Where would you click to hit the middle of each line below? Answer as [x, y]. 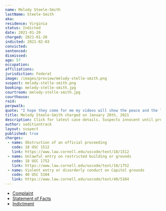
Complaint [23, 193]
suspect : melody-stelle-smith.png [41, 83]
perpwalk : [15, 106]
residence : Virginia [26, 23]
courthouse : [17, 97]
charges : [14, 138]
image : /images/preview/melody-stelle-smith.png [56, 78]
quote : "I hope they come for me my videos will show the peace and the [82, 111]
